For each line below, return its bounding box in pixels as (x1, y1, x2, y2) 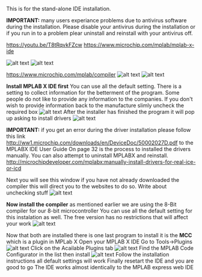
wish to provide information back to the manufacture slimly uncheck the (6, 102, 185, 109)
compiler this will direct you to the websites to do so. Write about (6, 183, 167, 190)
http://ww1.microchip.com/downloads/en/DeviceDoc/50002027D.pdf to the (6, 139, 194, 146)
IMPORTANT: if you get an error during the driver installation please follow (6, 126, 191, 133)
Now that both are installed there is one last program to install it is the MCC (6, 232, 192, 238)
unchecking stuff (6, 189, 48, 196)
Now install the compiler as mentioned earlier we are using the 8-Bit (6, 201, 177, 208)
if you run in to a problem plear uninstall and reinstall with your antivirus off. (6, 30, 194, 37)
